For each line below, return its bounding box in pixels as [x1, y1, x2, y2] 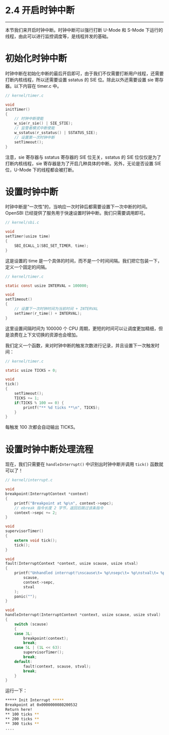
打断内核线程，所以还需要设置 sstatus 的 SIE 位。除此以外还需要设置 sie [5, 77, 154, 83]
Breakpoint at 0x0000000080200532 [5, 702, 78, 708]
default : [14, 659, 33, 664]
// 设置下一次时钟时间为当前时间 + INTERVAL [14, 306, 99, 311]
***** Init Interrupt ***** [5, 698, 64, 703]
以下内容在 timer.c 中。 [14, 83, 62, 89]
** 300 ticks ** [5, 721, 39, 726]
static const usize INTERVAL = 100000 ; [5, 283, 89, 288]
